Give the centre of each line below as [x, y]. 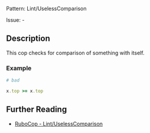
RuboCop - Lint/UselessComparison [59, 124]
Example [19, 68]
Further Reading [37, 110]
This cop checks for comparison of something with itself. [75, 53]
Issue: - [15, 20]
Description [28, 39]
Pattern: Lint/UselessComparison [46, 9]
